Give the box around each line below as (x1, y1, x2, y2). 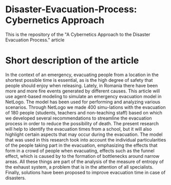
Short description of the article (5, 55, 139, 66)
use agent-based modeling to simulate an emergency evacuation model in (5, 93, 162, 99)
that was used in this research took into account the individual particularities (5, 136, 166, 143)
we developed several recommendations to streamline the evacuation (5, 115, 152, 121)
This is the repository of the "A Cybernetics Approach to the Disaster (5, 31, 151, 37)
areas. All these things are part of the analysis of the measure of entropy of (5, 158, 164, 165)
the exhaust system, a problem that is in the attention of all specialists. (5, 164, 154, 170)
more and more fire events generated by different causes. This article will (5, 88, 160, 94)
